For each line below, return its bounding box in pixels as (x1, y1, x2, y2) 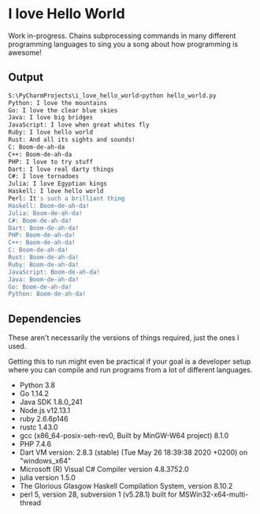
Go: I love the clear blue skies (8, 106, 118, 115)
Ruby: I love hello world (8, 128, 93, 137)
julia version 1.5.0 (19, 473, 76, 482)
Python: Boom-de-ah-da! (8, 290, 87, 298)
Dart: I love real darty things (8, 165, 114, 173)
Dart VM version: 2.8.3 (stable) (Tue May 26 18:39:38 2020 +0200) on (19, 448, 248, 457)
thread (19, 498, 42, 508)
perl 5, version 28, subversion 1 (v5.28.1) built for (19, 489, 177, 499)
